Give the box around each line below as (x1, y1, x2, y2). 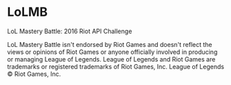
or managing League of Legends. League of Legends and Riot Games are (7, 55, 216, 63)
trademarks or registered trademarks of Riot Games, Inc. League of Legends (7, 62, 225, 70)
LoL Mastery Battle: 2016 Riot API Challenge (7, 27, 132, 35)
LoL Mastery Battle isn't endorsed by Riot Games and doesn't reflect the (7, 40, 212, 48)
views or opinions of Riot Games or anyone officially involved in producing (7, 48, 218, 56)
